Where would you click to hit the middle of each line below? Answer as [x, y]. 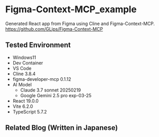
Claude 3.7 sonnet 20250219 [51, 90]
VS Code [22, 68]
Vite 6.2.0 [23, 106]
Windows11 [24, 57]
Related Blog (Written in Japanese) [62, 128]
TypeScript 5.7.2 [30, 111]
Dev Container [28, 63]
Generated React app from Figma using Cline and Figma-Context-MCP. [80, 24]
